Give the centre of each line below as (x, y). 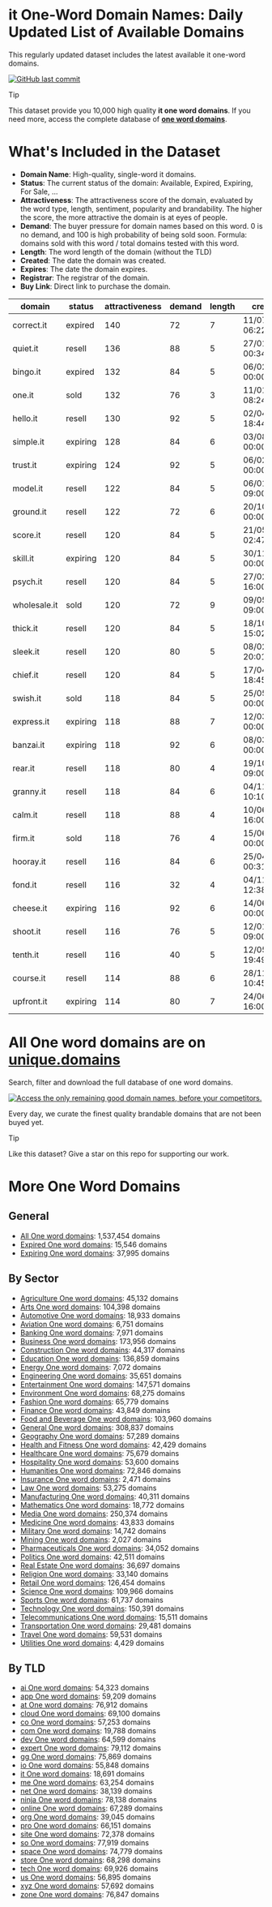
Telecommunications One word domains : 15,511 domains (114, 1617)
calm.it (25, 814)
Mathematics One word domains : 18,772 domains (102, 1505)
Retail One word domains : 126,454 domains (93, 1583)
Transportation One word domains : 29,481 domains (106, 1626)
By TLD (27, 1669)
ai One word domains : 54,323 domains (85, 1688)
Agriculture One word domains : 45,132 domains (99, 1298)
